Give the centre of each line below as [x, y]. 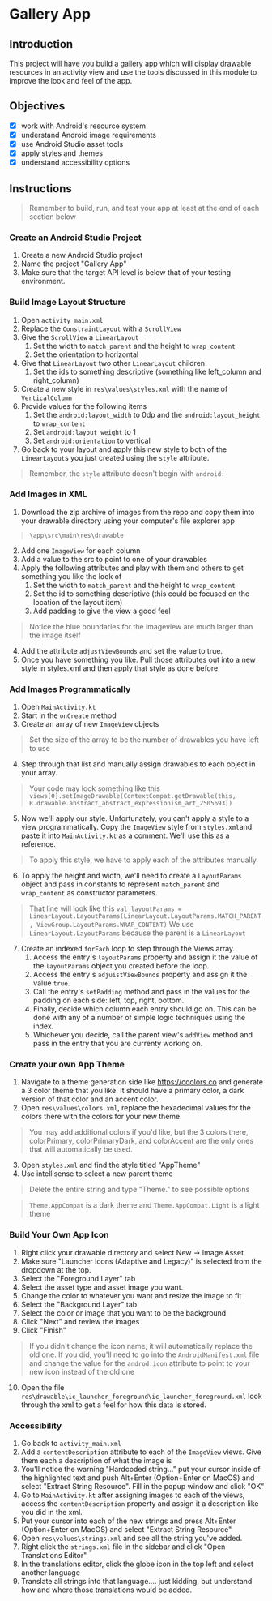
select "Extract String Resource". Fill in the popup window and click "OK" [142, 1487]
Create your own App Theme [67, 1065]
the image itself [55, 635]
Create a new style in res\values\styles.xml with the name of [124, 388]
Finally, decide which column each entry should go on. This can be [144, 1009]
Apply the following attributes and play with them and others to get [132, 568]
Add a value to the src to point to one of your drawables [114, 559]
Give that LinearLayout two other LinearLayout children [113, 363]
